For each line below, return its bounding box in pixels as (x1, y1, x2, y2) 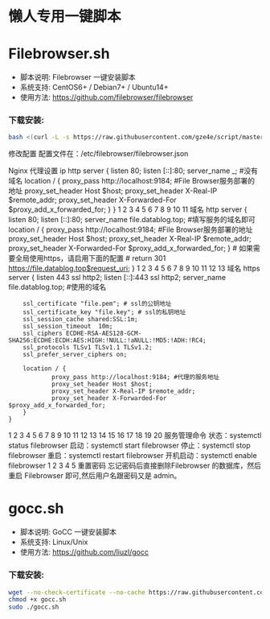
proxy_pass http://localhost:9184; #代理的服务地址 (51, 373, 219, 382)
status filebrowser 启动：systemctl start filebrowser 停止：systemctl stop (8, 440, 251, 451)
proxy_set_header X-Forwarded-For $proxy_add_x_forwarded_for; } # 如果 (8, 243, 254, 254)
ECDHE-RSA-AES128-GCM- (65, 329, 142, 338)
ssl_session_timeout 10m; (22, 323, 113, 331)
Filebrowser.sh (8, 45, 110, 63)
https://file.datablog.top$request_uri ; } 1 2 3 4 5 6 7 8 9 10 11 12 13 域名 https (8, 263, 260, 274)
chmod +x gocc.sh (8, 596, 67, 604)
